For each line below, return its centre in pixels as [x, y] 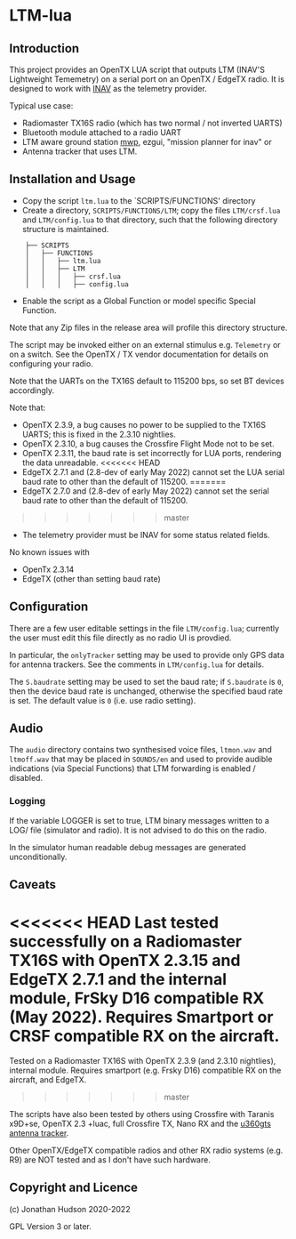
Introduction [44, 48]
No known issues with [50, 551]
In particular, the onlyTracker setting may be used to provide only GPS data [147, 655]
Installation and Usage [72, 179]
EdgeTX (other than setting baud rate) [92, 578]
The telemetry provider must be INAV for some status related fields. [146, 535]
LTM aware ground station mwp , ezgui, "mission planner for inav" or [147, 142]
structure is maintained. [65, 229]
